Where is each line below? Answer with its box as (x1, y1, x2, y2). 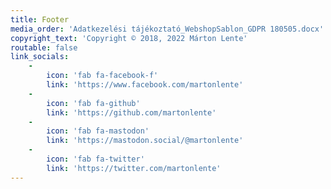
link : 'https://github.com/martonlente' (46, 107, 217, 118)
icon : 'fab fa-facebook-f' (46, 71, 159, 81)
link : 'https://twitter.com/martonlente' (46, 163, 222, 173)
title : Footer (10, 14, 70, 25)
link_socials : (10, 52, 70, 62)
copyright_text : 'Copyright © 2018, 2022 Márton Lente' (10, 33, 248, 43)
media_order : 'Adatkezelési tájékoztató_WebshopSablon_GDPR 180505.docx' (10, 24, 325, 34)
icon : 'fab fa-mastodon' (46, 126, 150, 136)
